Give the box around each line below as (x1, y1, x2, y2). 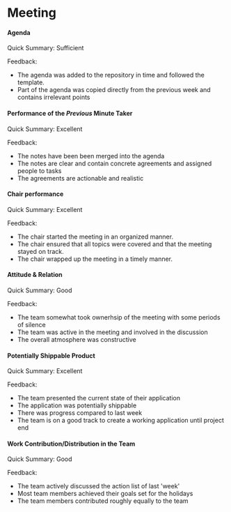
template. (17, 78, 45, 86)
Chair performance (7, 190, 64, 198)
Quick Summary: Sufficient (7, 44, 84, 52)
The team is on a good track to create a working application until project (17, 416, 224, 425)
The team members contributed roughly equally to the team (17, 497, 189, 505)
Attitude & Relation (7, 271, 63, 279)
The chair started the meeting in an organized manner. (17, 232, 174, 241)
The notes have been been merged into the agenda (17, 151, 165, 160)
